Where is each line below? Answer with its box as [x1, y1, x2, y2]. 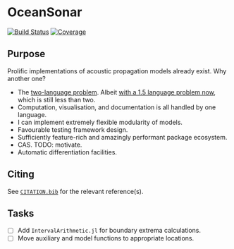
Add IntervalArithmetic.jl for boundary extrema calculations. [17, 226, 202, 235]
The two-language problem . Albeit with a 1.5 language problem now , [17, 87, 216, 96]
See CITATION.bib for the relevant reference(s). [7, 187, 144, 195]
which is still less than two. [17, 95, 96, 104]
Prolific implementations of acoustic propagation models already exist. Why [7, 66, 227, 75]
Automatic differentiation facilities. [17, 147, 118, 156]
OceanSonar [7, 4, 82, 20]
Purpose [7, 48, 46, 60]
